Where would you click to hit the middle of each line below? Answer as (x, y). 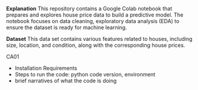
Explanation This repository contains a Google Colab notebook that (89, 9)
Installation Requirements (46, 68)
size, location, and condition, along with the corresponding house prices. (96, 45)
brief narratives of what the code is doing (66, 81)
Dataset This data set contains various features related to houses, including (99, 39)
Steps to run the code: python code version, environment (85, 74)
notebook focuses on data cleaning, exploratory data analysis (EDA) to (93, 21)
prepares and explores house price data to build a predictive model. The (95, 15)
